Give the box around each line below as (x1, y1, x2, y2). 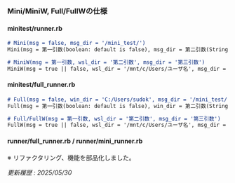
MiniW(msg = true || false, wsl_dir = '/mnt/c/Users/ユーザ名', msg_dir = (7, 65, 227, 72)
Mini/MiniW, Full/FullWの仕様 (7, 6, 107, 15)
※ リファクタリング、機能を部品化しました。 (7, 153, 135, 162)
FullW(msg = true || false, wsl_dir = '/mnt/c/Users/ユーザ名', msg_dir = (7, 121, 227, 129)
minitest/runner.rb (7, 24, 63, 32)
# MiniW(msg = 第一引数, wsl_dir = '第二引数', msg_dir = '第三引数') (7, 58, 206, 66)
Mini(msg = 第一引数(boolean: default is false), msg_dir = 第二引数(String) (7, 46, 231, 53)
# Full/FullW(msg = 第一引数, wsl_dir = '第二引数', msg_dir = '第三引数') (7, 115, 221, 122)
